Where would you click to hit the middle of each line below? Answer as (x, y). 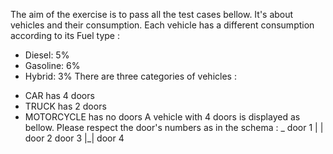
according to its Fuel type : (65, 35)
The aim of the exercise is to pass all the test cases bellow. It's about (152, 14)
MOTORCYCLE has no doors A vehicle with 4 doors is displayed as (162, 117)
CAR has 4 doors (59, 95)
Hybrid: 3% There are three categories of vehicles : (130, 76)
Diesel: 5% (47, 55)
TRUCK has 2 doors (65, 106)
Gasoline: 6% (52, 65)
